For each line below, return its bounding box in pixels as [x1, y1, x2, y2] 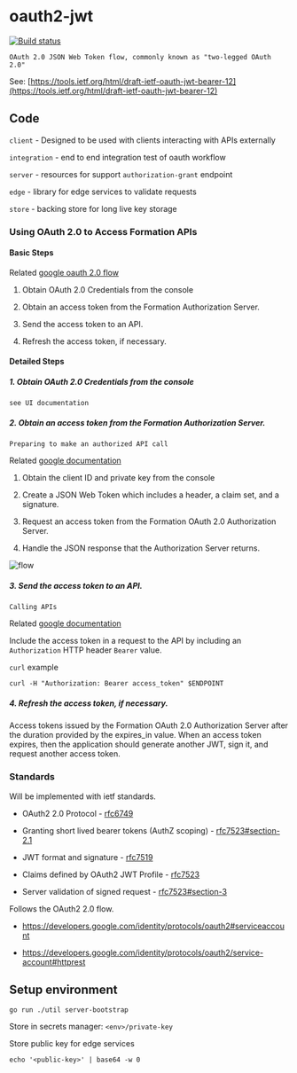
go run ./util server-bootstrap [9, 1006, 129, 1014]
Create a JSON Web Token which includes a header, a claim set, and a [21, 490, 279, 500]
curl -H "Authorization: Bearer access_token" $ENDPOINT [9, 679, 224, 688]
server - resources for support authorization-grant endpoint [9, 168, 233, 179]
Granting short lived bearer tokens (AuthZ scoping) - [21, 825, 215, 835]
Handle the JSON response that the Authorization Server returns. [21, 543, 261, 553]
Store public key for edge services [9, 1038, 135, 1049]
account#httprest [21, 956, 86, 967]
